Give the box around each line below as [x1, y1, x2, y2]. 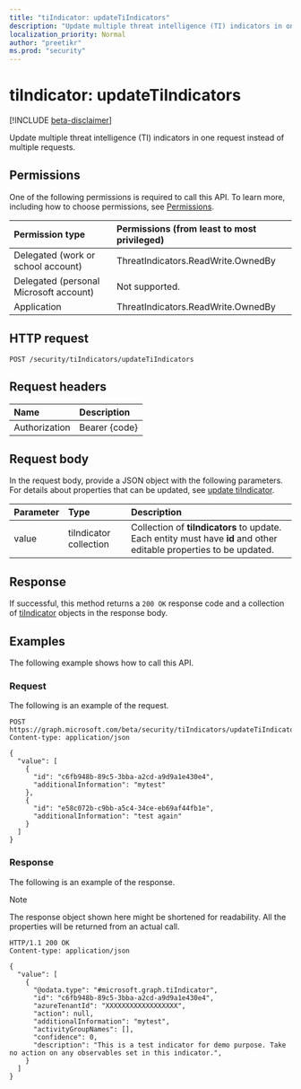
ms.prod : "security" [9, 47, 87, 56]
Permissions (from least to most [116, 222, 257, 234]
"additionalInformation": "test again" [32, 812, 182, 821]
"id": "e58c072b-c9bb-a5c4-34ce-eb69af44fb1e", [32, 804, 215, 813]
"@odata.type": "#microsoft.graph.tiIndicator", [32, 985, 219, 995]
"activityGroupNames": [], [32, 1024, 134, 1033]
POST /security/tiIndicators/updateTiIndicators [9, 355, 194, 364]
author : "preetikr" [9, 38, 82, 48]
